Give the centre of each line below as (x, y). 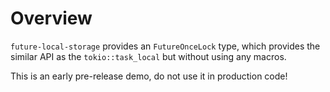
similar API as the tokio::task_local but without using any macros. (148, 56)
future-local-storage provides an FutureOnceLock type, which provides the (165, 46)
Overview (51, 18)
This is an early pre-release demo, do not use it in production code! (149, 76)
